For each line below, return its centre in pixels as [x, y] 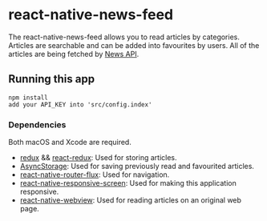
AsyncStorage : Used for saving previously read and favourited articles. [137, 167]
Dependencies [37, 124]
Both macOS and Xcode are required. [70, 143]
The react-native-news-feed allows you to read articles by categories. [124, 37]
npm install [28, 98]
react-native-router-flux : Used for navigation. [95, 175]
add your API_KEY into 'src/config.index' [80, 104]
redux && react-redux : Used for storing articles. [99, 158]
